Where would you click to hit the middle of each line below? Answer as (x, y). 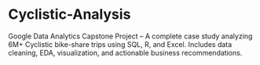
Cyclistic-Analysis (70, 14)
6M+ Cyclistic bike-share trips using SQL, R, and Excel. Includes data (120, 44)
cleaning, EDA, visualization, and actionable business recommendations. (125, 52)
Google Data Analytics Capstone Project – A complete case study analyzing (130, 36)
